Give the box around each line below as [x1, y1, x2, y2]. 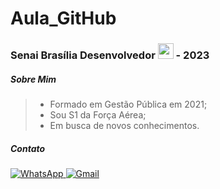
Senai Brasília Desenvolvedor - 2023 [10, 48, 210, 62]
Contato [10, 142, 46, 154]
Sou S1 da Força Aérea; [49, 109, 147, 121]
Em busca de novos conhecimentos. [49, 120, 200, 132]
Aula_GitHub [10, 7, 117, 30]
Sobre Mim [10, 73, 57, 85]
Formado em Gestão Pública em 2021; [49, 98, 208, 111]
